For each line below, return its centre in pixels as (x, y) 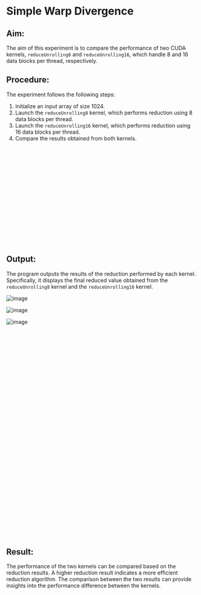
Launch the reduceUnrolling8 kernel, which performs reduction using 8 (104, 113)
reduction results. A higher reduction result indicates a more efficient (92, 573)
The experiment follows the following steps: (61, 94)
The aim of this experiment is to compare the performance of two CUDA (96, 48)
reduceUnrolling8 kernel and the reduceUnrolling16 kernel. (80, 286)
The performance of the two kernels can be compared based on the (91, 567)
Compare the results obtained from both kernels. (76, 138)
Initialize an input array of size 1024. (60, 106)
